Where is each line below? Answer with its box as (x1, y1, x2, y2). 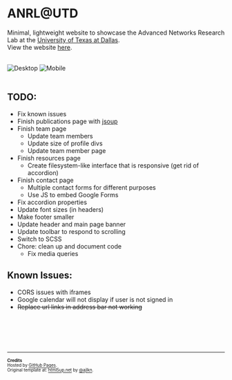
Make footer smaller (17, 212, 75, 221)
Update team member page (27, 146, 106, 154)
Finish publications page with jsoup (17, 117, 118, 125)
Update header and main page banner (17, 220, 126, 228)
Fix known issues (17, 109, 67, 118)
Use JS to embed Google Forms (27, 190, 119, 199)
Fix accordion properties (17, 198, 88, 206)
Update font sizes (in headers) (17, 205, 104, 213)
